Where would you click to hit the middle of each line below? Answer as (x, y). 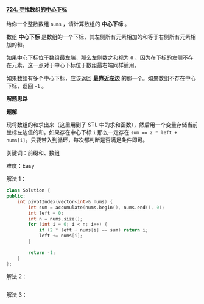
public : (16, 196)
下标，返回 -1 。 (27, 86)
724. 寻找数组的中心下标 (37, 9)
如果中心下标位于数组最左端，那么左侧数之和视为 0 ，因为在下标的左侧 (95, 57)
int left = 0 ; (46, 213)
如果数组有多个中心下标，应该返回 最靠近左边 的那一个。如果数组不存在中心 (101, 78)
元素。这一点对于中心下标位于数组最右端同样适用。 (76, 65)
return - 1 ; (42, 252)
